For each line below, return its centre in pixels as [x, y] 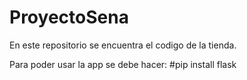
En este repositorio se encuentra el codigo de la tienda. [123, 45]
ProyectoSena [69, 17]
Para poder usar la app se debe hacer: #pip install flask [123, 64]
